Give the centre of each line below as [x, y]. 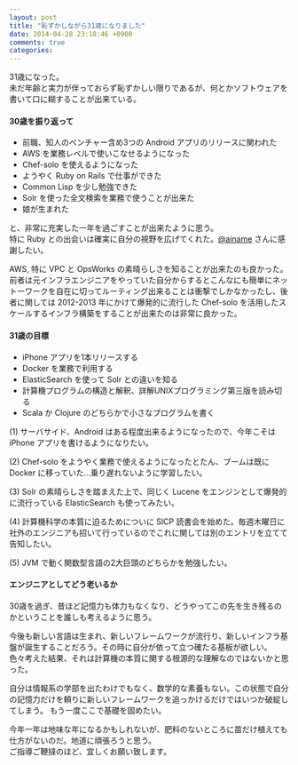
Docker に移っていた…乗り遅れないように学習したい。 [108, 473]
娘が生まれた [45, 209]
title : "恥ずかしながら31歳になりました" [78, 26]
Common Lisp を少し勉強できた [79, 187]
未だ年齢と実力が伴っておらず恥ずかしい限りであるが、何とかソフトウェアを [149, 88]
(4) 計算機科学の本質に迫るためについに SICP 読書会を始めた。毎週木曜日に [147, 522]
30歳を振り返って [41, 121]
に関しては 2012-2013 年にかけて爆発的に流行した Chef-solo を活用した [148, 302]
